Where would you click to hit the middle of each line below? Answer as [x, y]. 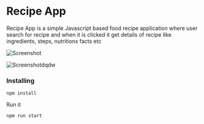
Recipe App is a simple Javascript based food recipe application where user [102, 28]
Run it [14, 104]
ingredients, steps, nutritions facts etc [54, 41]
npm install [21, 93]
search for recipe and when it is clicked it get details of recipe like [89, 34]
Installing [20, 81]
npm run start [24, 116]
